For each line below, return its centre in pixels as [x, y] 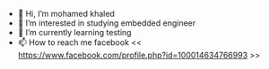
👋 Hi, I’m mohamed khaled [66, 14]
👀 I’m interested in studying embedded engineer [107, 23]
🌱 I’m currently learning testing [74, 32]
